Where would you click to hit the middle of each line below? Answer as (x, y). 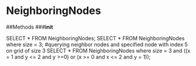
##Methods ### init (30, 27)
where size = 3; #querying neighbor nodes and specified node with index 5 (97, 44)
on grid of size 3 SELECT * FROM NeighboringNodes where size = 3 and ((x (98, 50)
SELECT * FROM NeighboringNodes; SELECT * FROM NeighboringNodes (95, 38)
